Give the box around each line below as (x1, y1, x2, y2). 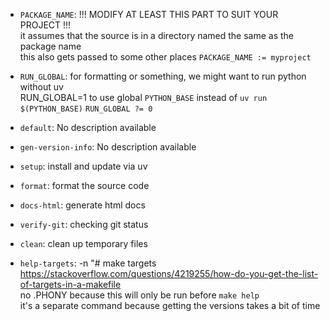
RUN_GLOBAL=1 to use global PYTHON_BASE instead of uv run (19, 92, 268, 103)
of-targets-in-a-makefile (19, 279, 122, 290)
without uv (19, 81, 64, 93)
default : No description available (19, 122, 157, 133)
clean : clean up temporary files (19, 238, 148, 249)
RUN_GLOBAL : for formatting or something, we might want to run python (19, 70, 307, 82)
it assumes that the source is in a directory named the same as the (19, 30, 295, 41)
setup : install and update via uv (19, 160, 148, 172)
